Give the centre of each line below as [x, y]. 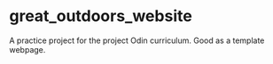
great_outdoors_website [101, 16]
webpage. [27, 49]
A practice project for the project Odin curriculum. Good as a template [137, 40]
